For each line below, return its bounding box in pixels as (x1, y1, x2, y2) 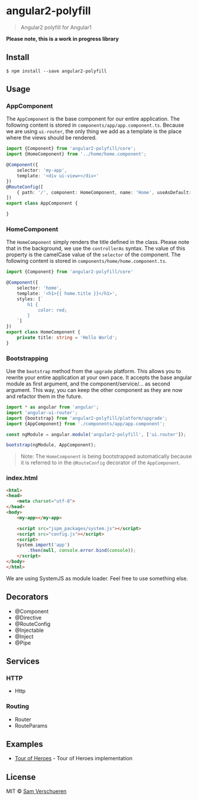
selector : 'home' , (17, 285, 62, 291)
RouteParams (14, 722, 48, 729)
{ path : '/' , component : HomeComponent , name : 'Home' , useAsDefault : (17, 189, 192, 195)
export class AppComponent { (6, 200, 78, 207)
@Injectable (14, 626, 44, 634)
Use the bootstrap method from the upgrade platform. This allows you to (6, 368, 181, 375)
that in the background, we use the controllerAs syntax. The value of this (6, 245, 186, 252)
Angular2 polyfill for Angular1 (20, 24, 92, 31)
